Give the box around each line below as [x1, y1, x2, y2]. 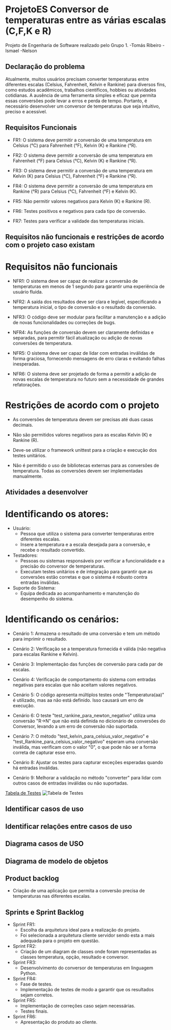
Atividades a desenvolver [5, 488, 88, 497]
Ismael [5, 47, 19, 54]
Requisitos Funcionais [5, 124, 78, 132]
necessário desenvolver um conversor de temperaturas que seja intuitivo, [5, 103, 160, 109]
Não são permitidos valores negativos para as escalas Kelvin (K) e [12, 431, 152, 437]
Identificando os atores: [5, 508, 109, 520]
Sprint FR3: [12, 960, 37, 966]
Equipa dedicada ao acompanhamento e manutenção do [20, 591, 139, 597]
